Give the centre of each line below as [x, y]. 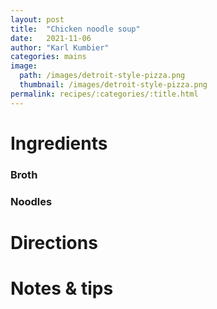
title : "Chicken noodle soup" [75, 29]
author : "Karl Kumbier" [60, 47]
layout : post [37, 19]
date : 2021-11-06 [51, 38]
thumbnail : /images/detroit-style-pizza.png [113, 85]
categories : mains [48, 57]
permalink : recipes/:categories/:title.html [104, 94]
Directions [54, 242]
